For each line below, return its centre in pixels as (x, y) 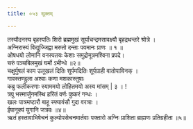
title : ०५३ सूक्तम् (30, 14)
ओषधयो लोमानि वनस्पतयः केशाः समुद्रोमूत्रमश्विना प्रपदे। (66, 55)
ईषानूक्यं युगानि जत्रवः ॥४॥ (36, 110)
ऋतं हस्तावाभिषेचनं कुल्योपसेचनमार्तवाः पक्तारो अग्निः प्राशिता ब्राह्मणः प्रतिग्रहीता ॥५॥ (96, 117)
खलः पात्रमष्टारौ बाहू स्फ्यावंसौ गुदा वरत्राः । (53, 102)
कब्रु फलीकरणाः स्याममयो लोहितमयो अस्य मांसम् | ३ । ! (67, 86)
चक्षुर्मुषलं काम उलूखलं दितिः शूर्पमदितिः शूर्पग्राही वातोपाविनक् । (73, 71)
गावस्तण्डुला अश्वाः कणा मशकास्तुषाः (46, 78)
